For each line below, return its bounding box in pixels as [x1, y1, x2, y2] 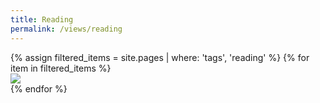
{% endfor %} [10, 82, 68, 95]
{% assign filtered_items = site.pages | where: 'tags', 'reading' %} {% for [10, 51, 310, 63]
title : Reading [10, 14, 74, 25]
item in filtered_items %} [10, 62, 112, 74]
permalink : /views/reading [10, 24, 123, 34]
